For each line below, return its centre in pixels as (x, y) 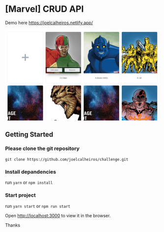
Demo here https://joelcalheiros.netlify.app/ (49, 23)
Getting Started (29, 134)
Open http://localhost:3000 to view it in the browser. (58, 215)
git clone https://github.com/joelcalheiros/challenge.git (67, 159)
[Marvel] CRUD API (44, 9)
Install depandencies (31, 172)
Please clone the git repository (42, 148)
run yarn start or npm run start (38, 206)
